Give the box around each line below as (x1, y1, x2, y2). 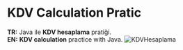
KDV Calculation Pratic (7, 5, 141, 21)
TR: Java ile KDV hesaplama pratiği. (7, 28, 111, 36)
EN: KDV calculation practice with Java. (7, 35, 123, 43)
